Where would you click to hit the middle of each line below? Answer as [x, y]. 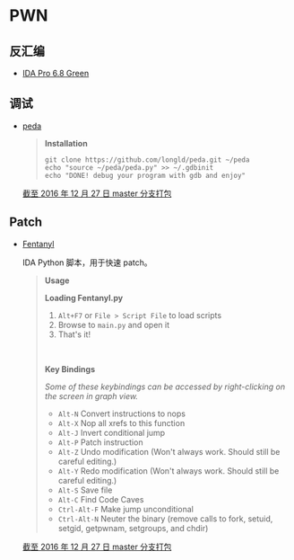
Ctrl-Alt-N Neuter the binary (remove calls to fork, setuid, [165, 519]
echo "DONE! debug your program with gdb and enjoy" [145, 175]
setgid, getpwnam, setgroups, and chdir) [133, 528]
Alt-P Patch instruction [100, 442]
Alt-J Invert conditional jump [112, 432]
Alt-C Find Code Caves [101, 499]
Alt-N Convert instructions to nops [122, 413]
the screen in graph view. [91, 396]
